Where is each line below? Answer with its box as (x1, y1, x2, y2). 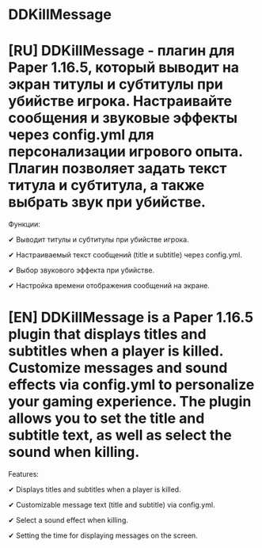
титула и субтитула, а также (8, 177, 205, 195)
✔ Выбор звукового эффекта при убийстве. (8, 265, 155, 275)
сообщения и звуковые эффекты (8, 109, 237, 127)
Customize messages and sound (8, 359, 228, 377)
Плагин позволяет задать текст (8, 160, 227, 177)
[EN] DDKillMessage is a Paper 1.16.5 (8, 309, 254, 326)
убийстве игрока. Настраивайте (8, 93, 232, 110)
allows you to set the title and (8, 409, 205, 428)
